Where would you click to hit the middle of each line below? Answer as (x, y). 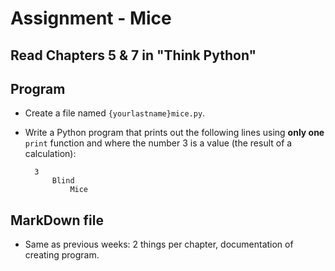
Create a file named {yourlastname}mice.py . (115, 113)
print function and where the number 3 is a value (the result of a (158, 143)
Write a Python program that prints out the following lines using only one (174, 133)
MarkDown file (57, 220)
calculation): (50, 154)
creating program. (62, 255)
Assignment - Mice (91, 18)
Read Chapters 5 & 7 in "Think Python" (133, 55)
